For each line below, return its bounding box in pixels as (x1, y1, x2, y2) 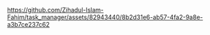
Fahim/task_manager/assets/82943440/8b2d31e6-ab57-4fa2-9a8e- (7, 13, 203, 21)
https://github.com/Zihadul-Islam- (7, 6, 104, 14)
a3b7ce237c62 (7, 21, 50, 28)
